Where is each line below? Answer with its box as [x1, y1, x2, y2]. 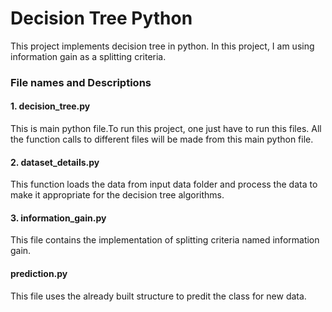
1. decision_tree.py [10, 100, 91, 112]
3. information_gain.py [10, 212, 107, 224]
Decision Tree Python [10, 7, 193, 30]
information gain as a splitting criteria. [10, 50, 167, 62]
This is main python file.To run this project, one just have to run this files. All [10, 123, 322, 135]
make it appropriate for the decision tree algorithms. [10, 189, 225, 201]
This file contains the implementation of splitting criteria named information [10, 234, 320, 246]
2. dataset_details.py [10, 156, 100, 168]
